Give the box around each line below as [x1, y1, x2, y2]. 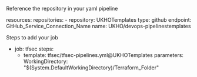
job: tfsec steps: [14, 45, 54, 52]
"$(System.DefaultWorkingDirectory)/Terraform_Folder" [23, 64, 159, 71]
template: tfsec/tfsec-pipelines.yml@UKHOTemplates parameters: [23, 52, 184, 58]
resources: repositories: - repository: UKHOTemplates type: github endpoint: [6, 16, 192, 23]
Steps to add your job [6, 34, 59, 41]
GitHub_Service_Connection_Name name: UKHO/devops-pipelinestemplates [6, 23, 191, 29]
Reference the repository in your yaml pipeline [6, 5, 118, 12]
